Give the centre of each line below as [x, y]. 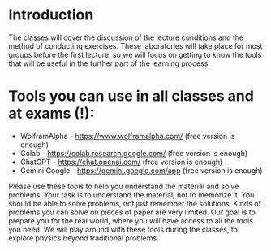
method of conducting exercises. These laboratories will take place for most [135, 45]
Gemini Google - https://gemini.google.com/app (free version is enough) [141, 170]
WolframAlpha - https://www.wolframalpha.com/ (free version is [127, 136]
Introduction [51, 15]
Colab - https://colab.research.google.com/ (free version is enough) [134, 153]
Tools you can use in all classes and [131, 96]
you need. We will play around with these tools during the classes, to [123, 229]
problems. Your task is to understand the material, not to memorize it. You [131, 195]
